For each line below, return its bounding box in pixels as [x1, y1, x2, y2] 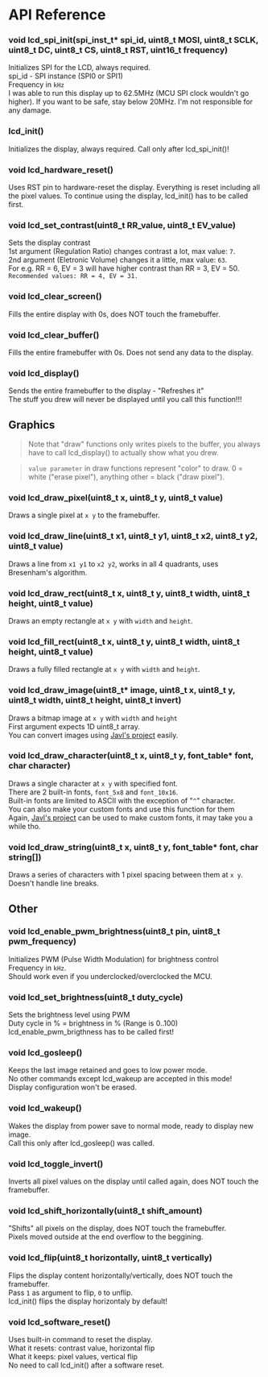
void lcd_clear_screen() [8, 291, 102, 302]
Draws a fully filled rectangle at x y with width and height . [8, 665, 200, 674]
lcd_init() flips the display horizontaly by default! [8, 1296, 167, 1306]
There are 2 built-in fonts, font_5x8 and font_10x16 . [8, 787, 179, 797]
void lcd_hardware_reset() [8, 164, 114, 175]
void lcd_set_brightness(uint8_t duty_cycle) [8, 991, 183, 1002]
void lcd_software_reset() [8, 1316, 111, 1327]
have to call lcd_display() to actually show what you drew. [27, 448, 219, 458]
